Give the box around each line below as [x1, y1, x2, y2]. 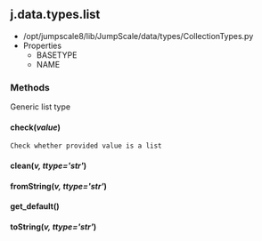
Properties [22, 40, 61, 51]
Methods [10, 81, 50, 93]
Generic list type [10, 101, 70, 112]
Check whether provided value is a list [10, 141, 163, 150]
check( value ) [10, 122, 61, 133]
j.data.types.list [10, 7, 101, 22]
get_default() [10, 201, 60, 212]
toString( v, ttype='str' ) [10, 221, 97, 232]
